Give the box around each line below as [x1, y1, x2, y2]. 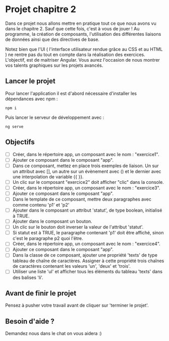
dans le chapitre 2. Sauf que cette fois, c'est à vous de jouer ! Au [5, 25, 140, 31]
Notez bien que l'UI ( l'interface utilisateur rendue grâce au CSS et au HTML [5, 46, 163, 52]
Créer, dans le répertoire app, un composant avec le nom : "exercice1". [12, 151, 159, 157]
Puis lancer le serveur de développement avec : [5, 114, 104, 120]
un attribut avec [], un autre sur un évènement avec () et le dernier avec [12, 168, 161, 174]
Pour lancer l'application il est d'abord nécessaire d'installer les [5, 90, 137, 96]
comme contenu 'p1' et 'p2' [12, 202, 70, 208]
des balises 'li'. [12, 274, 44, 280]
